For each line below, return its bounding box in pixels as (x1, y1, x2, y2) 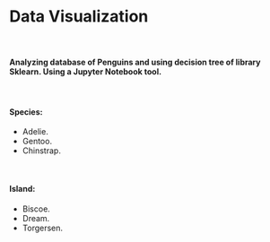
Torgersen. (22, 222, 64, 233)
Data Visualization (9, 6, 149, 27)
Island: (9, 183, 36, 194)
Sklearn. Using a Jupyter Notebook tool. (9, 65, 162, 77)
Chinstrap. (22, 145, 61, 156)
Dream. (22, 212, 50, 223)
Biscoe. (22, 203, 51, 214)
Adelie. (22, 126, 49, 137)
